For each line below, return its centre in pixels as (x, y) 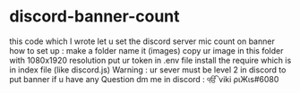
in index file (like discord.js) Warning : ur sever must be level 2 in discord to (148, 70)
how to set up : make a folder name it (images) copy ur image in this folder (146, 50)
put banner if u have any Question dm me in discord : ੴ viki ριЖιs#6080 (144, 79)
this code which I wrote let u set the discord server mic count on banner (142, 41)
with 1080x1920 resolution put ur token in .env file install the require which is (150, 60)
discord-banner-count (94, 17)
